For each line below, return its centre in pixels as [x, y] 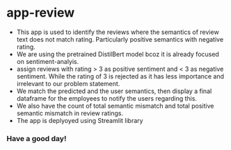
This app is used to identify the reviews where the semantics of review [118, 32]
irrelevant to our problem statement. [68, 83]
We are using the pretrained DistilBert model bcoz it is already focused [118, 54]
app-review [41, 13]
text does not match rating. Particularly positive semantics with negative [120, 39]
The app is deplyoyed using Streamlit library [80, 120]
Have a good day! [37, 138]
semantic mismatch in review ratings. [70, 113]
